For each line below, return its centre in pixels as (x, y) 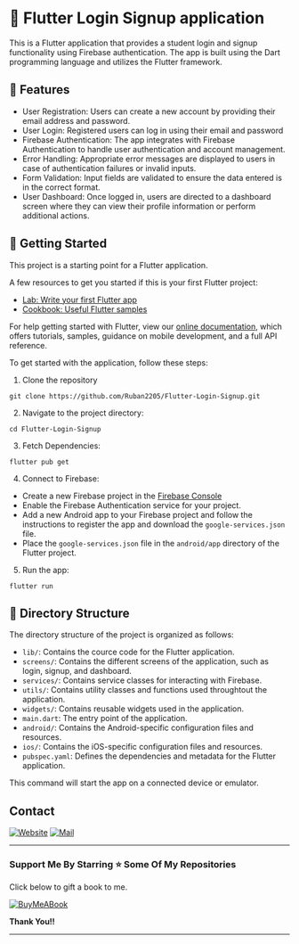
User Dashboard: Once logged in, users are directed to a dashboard (146, 196)
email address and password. (76, 120)
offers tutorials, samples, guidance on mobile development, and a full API (143, 336)
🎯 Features (40, 90)
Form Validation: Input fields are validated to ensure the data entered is (152, 177)
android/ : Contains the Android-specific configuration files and (137, 728)
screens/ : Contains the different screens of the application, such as (145, 661)
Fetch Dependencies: (61, 446)
